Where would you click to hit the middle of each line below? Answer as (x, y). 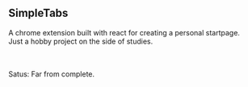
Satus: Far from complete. (52, 74)
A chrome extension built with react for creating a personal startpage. (124, 32)
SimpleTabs (38, 13)
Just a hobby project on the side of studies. (81, 41)
